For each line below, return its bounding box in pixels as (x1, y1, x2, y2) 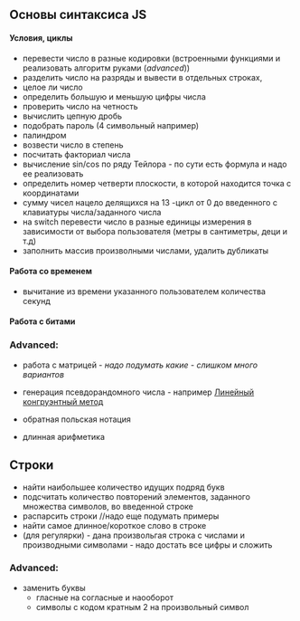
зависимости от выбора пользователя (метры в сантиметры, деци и (22, 225, 287, 236)
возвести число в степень (22, 139, 124, 150)
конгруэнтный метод (22, 396, 104, 406)
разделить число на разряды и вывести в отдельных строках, (22, 72, 263, 82)
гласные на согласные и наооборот (35, 592, 174, 603)
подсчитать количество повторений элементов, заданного (22, 491, 251, 502)
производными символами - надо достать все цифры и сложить (22, 539, 273, 550)
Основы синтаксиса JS (9, 7, 147, 23)
